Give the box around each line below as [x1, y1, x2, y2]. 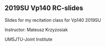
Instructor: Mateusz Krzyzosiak [4, 27, 68, 33]
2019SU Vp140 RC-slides [4, 4, 83, 12]
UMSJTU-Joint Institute [4, 36, 53, 42]
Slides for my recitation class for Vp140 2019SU [4, 17, 102, 23]
